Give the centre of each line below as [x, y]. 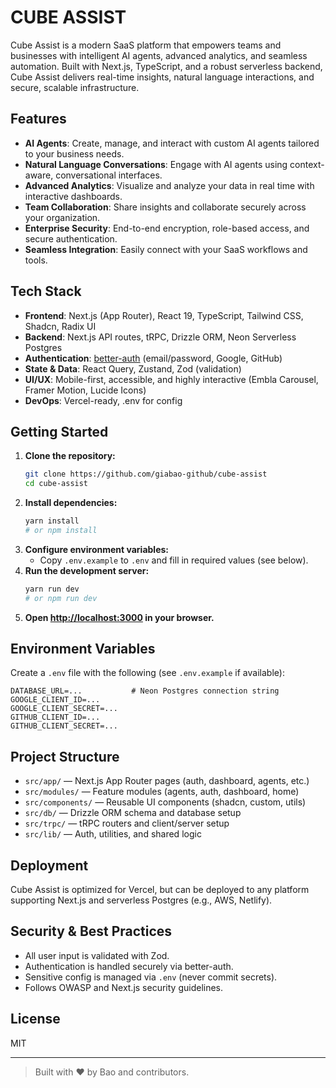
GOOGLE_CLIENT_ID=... [55, 700]
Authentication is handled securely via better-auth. [129, 966]
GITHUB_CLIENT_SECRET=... [64, 726]
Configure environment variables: [96, 549]
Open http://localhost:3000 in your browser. [119, 617]
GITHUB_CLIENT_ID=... [55, 717]
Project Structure [65, 756]
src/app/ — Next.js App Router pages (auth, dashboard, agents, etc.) [167, 781]
